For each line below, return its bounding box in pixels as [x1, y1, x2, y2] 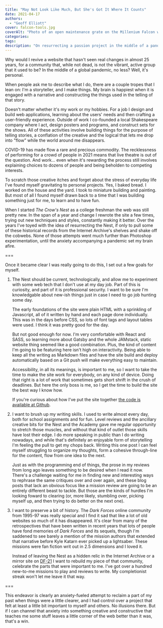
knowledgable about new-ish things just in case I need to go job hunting [12, 292, 157, 298]
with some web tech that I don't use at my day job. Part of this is [12, 281, 141, 287]
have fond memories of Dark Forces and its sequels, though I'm [12, 528, 140, 534]
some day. [12, 297, 33, 303]
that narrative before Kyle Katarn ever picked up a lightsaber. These [12, 538, 148, 544]
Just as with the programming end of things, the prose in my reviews [12, 462, 149, 468]
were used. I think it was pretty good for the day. [12, 322, 109, 328]
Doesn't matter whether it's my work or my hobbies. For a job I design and [5, 106, 154, 112]
